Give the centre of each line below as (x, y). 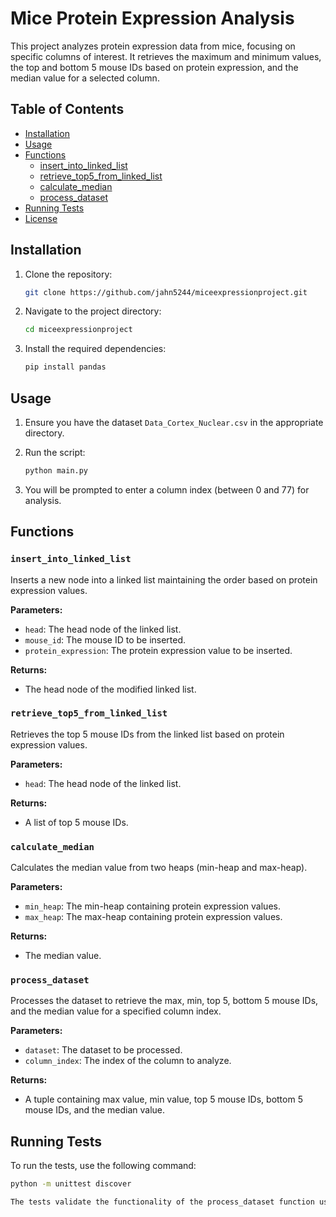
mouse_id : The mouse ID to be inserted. (105, 639)
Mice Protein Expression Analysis (152, 18)
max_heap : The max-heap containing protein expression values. (153, 917)
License (41, 218)
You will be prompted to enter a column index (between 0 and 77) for (167, 489)
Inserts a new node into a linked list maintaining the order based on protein (164, 579)
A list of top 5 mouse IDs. (76, 822)
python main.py (56, 471)
